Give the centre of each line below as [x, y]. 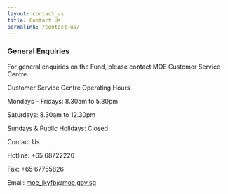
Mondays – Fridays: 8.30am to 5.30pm [63, 101]
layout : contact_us [36, 14]
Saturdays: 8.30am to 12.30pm [52, 115]
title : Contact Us [34, 20]
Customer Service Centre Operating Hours [69, 88]
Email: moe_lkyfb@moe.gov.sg [52, 182]
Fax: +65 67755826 [36, 169]
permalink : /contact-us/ [43, 27]
